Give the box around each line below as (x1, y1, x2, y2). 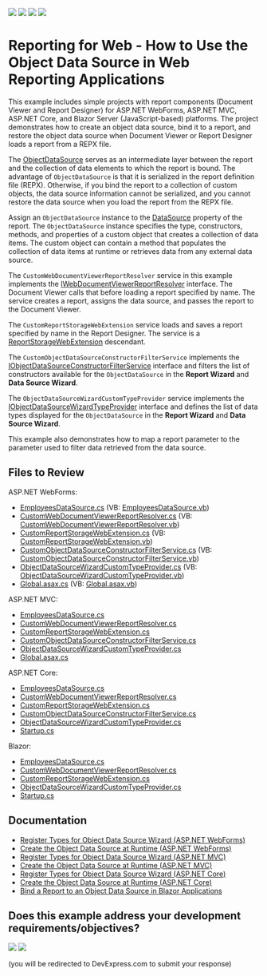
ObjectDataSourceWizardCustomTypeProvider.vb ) (19, 570, 185, 580)
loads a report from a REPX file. (8, 139, 112, 149)
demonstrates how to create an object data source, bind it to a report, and (8, 122, 251, 132)
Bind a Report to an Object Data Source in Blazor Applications (19, 886, 223, 895)
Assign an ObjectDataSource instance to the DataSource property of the (8, 212, 243, 222)
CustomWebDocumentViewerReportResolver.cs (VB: (19, 511, 193, 521)
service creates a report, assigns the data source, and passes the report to (8, 296, 254, 305)
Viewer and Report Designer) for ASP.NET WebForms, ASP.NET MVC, (8, 105, 238, 115)
